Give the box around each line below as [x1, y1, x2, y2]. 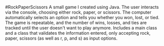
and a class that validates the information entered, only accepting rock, [5, 30, 151, 36]
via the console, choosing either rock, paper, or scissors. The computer [5, 9, 152, 15]
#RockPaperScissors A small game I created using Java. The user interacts [5, 4, 159, 10]
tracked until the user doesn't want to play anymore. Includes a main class [5, 25, 158, 31]
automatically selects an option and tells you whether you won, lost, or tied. [5, 15, 160, 20]
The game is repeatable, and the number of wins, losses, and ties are [5, 20, 147, 25]
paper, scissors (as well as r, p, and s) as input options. [5, 35, 118, 41]
